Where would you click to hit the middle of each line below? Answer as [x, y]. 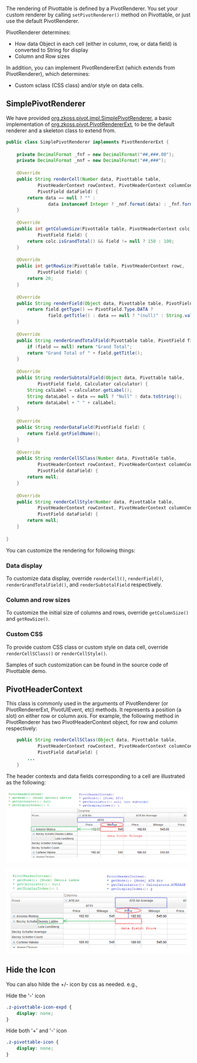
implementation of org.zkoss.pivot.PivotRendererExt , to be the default [90, 124]
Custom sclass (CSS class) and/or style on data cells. [79, 85]
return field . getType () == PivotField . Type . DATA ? [90, 309]
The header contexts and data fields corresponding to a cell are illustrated [96, 776]
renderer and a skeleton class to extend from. [61, 130]
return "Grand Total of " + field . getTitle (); [85, 353]
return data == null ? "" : [61, 198]
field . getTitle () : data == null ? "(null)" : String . [116, 316]
